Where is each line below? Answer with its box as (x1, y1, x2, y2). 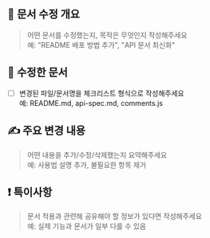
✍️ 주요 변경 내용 (7, 124, 85, 138)
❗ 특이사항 (7, 185, 53, 199)
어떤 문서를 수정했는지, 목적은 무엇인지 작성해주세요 (26, 30, 188, 40)
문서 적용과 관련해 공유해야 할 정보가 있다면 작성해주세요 (26, 212, 203, 221)
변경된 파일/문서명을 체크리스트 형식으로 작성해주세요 (18, 88, 184, 98)
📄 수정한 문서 (7, 66, 69, 80)
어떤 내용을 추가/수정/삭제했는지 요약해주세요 (26, 150, 168, 159)
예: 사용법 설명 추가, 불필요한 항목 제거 (26, 160, 147, 170)
